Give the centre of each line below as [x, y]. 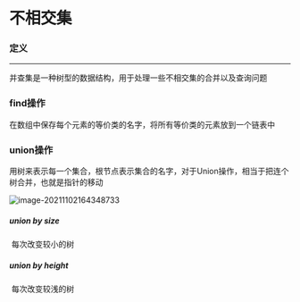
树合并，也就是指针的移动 [56, 182]
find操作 [28, 104]
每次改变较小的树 [42, 244]
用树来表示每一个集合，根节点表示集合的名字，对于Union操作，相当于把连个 [149, 172]
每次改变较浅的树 [42, 289]
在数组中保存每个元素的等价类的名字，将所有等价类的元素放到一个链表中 [142, 124]
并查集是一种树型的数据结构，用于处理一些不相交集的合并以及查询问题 [138, 78]
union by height [39, 265]
